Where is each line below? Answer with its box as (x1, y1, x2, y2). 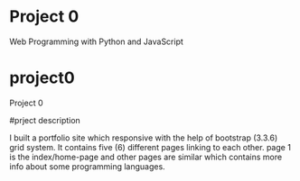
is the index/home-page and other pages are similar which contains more (9, 151, 283, 162)
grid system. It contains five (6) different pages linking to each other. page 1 (9, 141, 292, 152)
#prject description (9, 114, 81, 125)
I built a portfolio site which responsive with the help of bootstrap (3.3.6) (9, 132, 278, 143)
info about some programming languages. (9, 160, 165, 172)
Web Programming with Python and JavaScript (9, 36, 183, 47)
